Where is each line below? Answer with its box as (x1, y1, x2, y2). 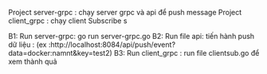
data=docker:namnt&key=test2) (8, 49, 113, 57)
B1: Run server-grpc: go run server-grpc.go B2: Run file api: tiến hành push (8, 32, 255, 41)
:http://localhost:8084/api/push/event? (48, 40, 176, 49)
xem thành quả (8, 56, 57, 66)
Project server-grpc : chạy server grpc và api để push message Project (8, 8, 242, 17)
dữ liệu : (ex (8, 40, 47, 49)
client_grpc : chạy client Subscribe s (8, 16, 128, 25)
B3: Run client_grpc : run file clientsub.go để (114, 49, 260, 57)
